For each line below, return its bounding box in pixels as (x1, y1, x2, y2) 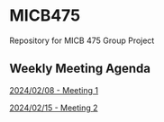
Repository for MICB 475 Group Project (9, 35, 155, 46)
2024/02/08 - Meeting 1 (9, 84, 99, 95)
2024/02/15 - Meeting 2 (9, 102, 98, 113)
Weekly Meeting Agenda (9, 61, 151, 76)
